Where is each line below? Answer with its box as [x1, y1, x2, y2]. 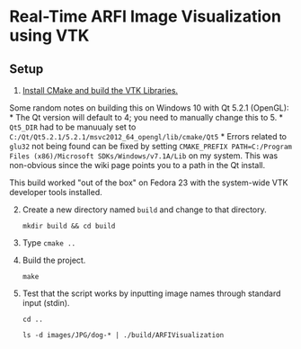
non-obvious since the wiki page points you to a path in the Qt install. [9, 160, 266, 170]
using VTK [9, 25, 90, 46]
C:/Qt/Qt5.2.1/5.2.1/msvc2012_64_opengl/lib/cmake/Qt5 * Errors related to [9, 131, 288, 141]
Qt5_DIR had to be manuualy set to [9, 121, 137, 132]
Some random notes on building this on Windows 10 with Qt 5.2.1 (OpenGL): [9, 103, 289, 113]
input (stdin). [22, 298, 70, 308]
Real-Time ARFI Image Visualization [9, 6, 281, 27]
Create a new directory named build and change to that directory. [22, 204, 267, 215]
